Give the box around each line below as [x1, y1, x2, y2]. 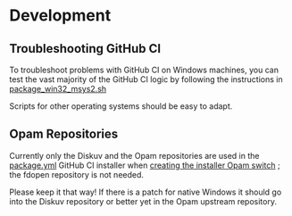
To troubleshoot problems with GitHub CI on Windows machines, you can [9, 64, 279, 75]
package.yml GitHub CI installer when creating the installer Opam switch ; [9, 160, 280, 170]
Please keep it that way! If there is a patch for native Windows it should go [9, 187, 282, 197]
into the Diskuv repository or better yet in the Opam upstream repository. [9, 195, 277, 206]
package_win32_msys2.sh [9, 84, 107, 94]
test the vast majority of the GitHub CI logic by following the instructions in [9, 74, 283, 85]
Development [9, 5, 112, 26]
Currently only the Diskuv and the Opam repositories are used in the [9, 150, 260, 161]
